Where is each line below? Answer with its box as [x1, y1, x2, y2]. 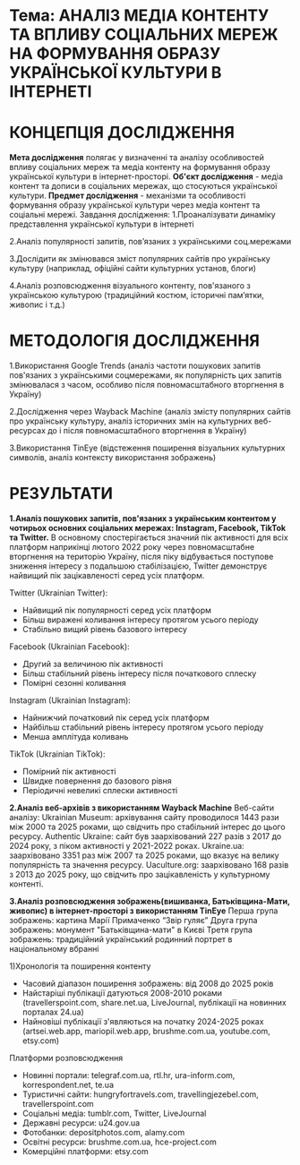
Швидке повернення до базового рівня [21, 775, 172, 786]
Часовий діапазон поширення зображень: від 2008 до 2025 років [21, 978, 274, 989]
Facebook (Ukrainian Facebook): [9, 641, 130, 652]
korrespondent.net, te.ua [21, 1080, 115, 1090]
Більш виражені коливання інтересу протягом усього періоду [21, 614, 259, 625]
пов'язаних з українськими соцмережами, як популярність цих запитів [9, 370, 282, 381]
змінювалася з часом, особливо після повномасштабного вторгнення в [9, 380, 285, 390]
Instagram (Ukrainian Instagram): [9, 695, 132, 706]
